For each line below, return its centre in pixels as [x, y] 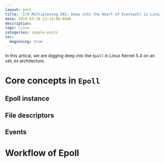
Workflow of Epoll [42, 153]
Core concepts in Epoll [53, 80]
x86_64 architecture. [25, 61]
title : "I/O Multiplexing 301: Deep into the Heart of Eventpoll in [77, 14]
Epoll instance [27, 99]
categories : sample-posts [31, 32]
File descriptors [30, 115]
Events [16, 132]
